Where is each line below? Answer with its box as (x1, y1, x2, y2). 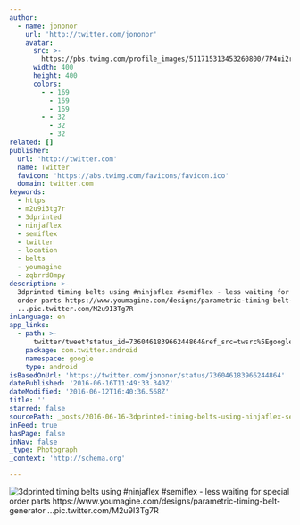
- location (17, 246, 58, 255)
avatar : (25, 38, 54, 47)
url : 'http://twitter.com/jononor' (25, 30, 158, 38)
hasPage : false (9, 428, 66, 438)
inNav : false (9, 437, 58, 446)
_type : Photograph (9, 445, 78, 454)
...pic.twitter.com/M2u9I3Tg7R (17, 304, 134, 313)
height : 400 (32, 72, 78, 80)
